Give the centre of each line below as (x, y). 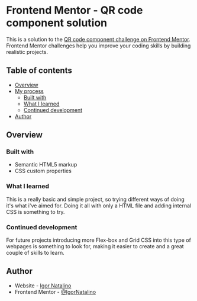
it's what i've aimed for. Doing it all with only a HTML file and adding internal (99, 206)
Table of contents (39, 71)
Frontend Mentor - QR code (75, 10)
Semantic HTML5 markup (46, 165)
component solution (57, 23)
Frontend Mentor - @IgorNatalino (55, 292)
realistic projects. (27, 52)
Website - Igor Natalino (43, 286)
